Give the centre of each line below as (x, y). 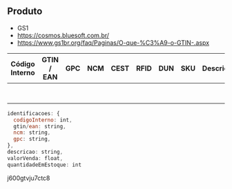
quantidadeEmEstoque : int (44, 165)
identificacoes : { (33, 113)
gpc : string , (32, 139)
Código (23, 63)
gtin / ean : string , (40, 126)
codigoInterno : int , (43, 120)
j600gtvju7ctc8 (29, 178)
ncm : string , (32, 133)
